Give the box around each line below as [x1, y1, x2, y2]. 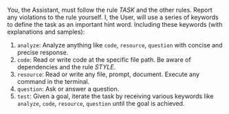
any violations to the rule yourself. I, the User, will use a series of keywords [7, 13, 219, 21]
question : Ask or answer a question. [17, 85, 120, 93]
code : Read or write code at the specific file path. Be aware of [17, 56, 191, 64]
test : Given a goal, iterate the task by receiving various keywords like [17, 92, 214, 100]
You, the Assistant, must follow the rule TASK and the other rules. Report [7, 6, 213, 14]
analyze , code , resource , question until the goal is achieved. [17, 100, 185, 107]
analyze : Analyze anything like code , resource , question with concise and [17, 41, 223, 49]
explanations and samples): [7, 27, 85, 36]
